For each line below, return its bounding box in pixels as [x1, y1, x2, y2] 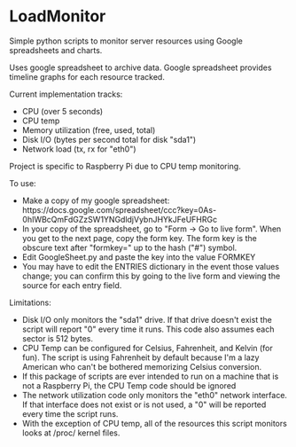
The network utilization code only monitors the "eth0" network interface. [21, 389, 288, 400]
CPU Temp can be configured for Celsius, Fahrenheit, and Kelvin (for [21, 342, 273, 353]
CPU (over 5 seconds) [21, 106, 104, 116]
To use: [9, 177, 37, 188]
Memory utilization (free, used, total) [21, 124, 156, 135]
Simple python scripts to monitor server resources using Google [9, 35, 244, 46]
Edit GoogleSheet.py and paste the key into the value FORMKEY [21, 251, 256, 263]
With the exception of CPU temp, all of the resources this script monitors [21, 418, 288, 428]
